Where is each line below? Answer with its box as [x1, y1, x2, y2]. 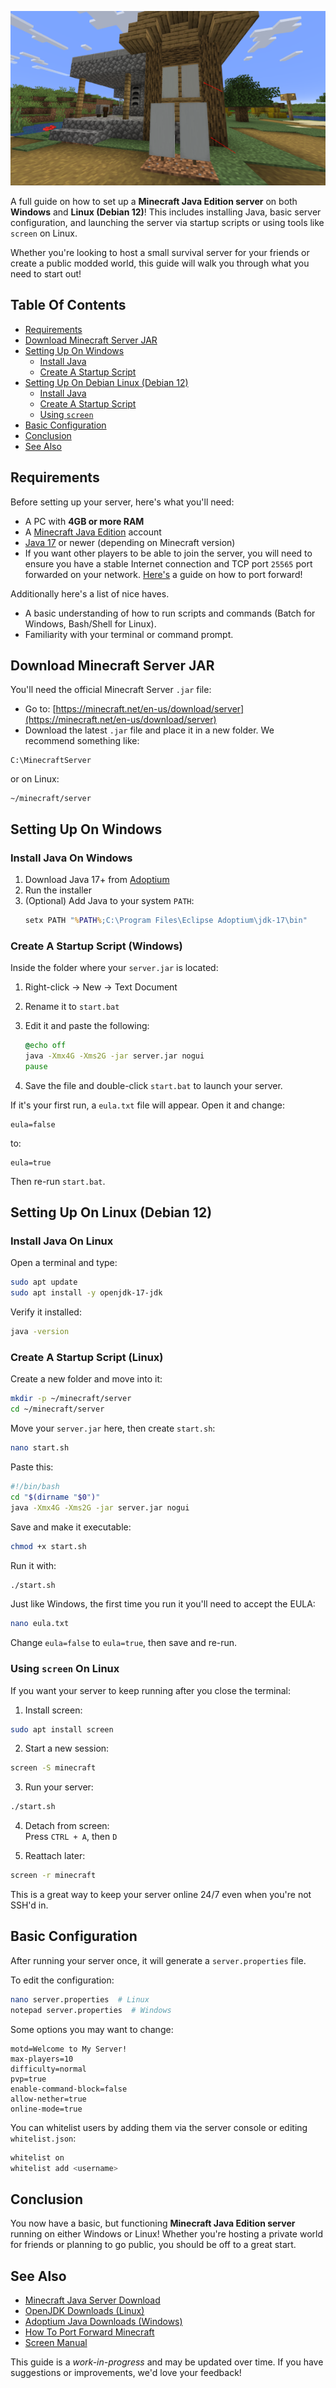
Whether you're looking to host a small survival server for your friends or [10, 246, 310, 258]
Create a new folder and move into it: [10, 1373, 163, 1385]
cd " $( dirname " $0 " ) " [10, 1492, 101, 1502]
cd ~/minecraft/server [10, 1404, 105, 1415]
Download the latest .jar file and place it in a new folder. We [24, 724, 275, 736]
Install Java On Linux [10, 1234, 114, 1248]
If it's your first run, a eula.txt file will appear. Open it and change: [10, 1099, 285, 1111]
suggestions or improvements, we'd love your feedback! [10, 2367, 242, 2379]
